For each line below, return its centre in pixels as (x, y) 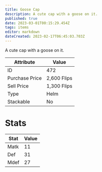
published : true (21, 18)
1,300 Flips (59, 86)
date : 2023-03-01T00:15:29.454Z (37, 23)
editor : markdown (22, 32)
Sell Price (18, 86)
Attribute (25, 62)
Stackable (19, 101)
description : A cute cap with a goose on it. (51, 14)
